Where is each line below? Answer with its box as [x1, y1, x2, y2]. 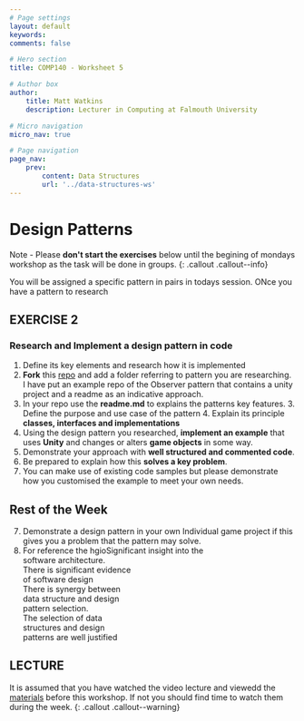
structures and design [22, 622, 105, 633]
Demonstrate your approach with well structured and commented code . [22, 446, 295, 458]
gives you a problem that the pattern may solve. [22, 536, 201, 547]
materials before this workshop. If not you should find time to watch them [9, 691, 284, 703]
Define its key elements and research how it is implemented [22, 360, 247, 371]
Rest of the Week [9, 502, 108, 517]
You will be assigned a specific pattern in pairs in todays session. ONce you [9, 276, 293, 287]
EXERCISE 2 [9, 312, 79, 327]
